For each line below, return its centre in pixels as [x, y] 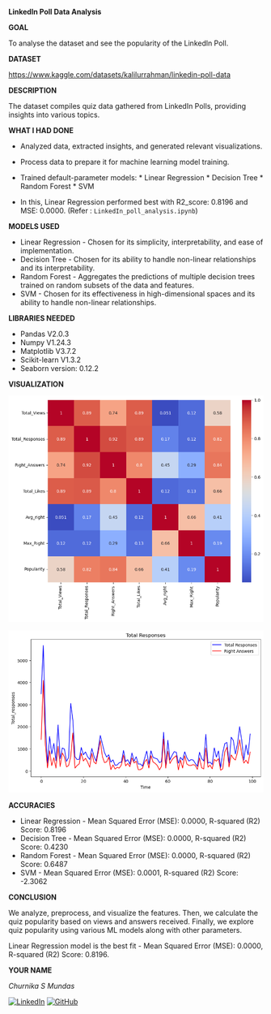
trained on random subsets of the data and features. [107, 285]
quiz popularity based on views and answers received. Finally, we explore [131, 921]
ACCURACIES [32, 805]
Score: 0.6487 [44, 865]
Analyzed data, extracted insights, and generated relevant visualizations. [141, 146]
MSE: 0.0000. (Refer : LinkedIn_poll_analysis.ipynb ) [109, 211]
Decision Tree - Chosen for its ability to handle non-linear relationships [138, 259]
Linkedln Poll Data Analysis [55, 12]
